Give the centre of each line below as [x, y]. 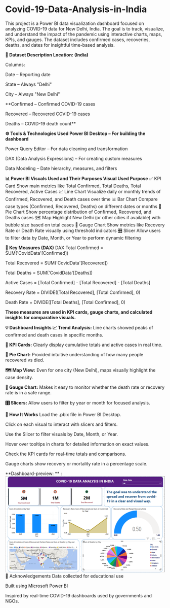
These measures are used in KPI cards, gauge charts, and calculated [79, 312]
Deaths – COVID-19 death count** [41, 123]
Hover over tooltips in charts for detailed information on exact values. [77, 444]
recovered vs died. [25, 360]
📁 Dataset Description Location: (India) [47, 55]
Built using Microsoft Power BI [37, 586]
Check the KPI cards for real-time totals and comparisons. [66, 454]
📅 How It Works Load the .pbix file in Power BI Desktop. [63, 414]
